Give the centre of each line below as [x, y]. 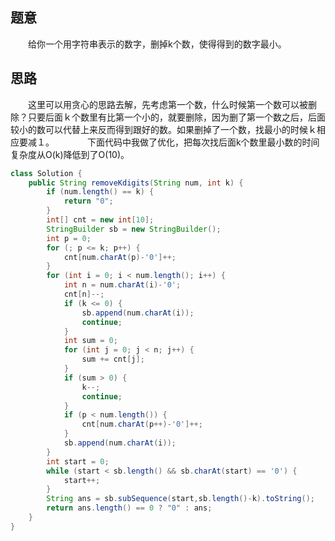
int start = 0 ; [78, 461]
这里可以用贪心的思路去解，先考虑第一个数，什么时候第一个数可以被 [167, 104]
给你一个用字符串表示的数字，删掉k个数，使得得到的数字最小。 [157, 44]
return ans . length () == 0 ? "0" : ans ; [129, 508]
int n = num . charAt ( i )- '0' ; [122, 285]
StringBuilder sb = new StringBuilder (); [134, 229]
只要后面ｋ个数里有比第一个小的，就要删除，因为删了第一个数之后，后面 [176, 117]
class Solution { [46, 173]
